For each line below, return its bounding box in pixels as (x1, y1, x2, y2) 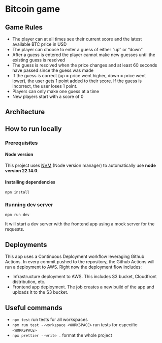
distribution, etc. (12, 279, 46, 285)
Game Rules (5, 23, 43, 31)
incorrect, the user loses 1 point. (12, 83, 78, 89)
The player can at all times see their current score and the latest (12, 36, 142, 42)
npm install (5, 190, 30, 195)
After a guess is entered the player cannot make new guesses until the (12, 52, 156, 58)
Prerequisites (5, 139, 38, 146)
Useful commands (5, 304, 63, 312)
